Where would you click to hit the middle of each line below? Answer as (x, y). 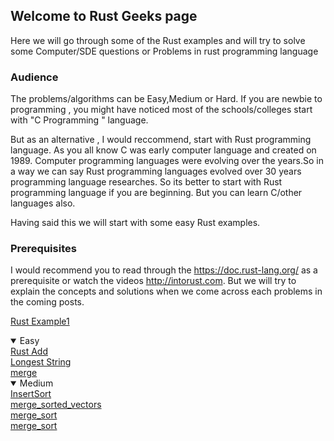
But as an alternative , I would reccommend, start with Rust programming (161, 140)
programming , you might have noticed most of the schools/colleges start (161, 110)
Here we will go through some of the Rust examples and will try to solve (158, 40)
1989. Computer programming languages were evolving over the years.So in (167, 161)
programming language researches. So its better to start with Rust (146, 182)
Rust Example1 (40, 321)
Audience (34, 77)
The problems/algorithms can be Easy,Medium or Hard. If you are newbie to (166, 99)
